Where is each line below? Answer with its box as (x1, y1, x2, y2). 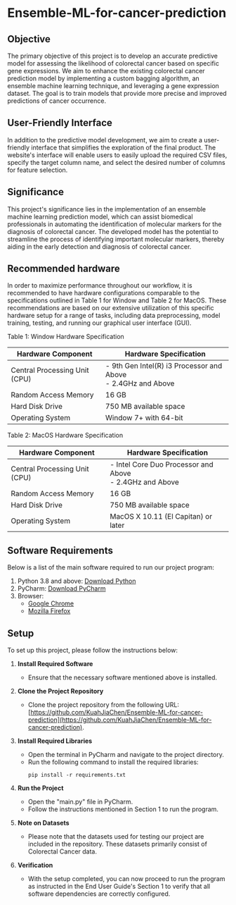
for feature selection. (7, 166, 68, 174)
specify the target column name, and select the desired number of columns (7, 158, 226, 166)
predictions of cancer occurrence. (7, 97, 107, 105)
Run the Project (17, 784, 64, 792)
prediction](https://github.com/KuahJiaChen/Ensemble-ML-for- (27, 715, 212, 724)
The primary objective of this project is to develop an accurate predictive (7, 51, 218, 60)
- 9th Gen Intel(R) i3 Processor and (105, 361, 223, 371)
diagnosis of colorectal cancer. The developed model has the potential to (7, 227, 219, 235)
